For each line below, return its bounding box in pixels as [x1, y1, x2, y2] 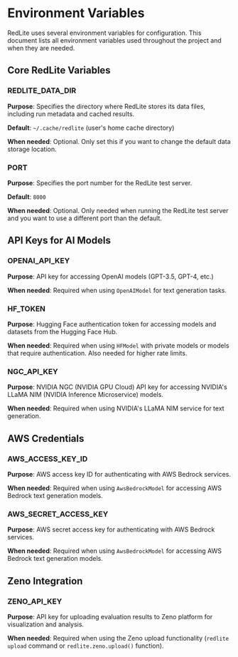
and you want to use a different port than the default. [7, 214, 162, 222]
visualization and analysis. [7, 620, 84, 628]
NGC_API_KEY [7, 366, 58, 376]
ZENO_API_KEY [7, 596, 63, 606]
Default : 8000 [7, 192, 46, 201]
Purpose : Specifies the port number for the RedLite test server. [7, 178, 193, 187]
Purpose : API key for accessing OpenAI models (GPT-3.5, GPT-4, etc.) [7, 272, 215, 281]
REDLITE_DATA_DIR [7, 86, 77, 95]
